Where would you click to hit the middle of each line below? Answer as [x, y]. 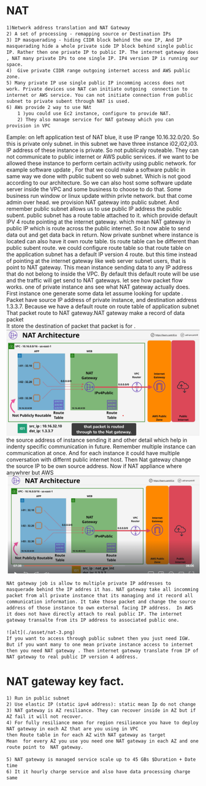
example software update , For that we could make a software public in [96, 170]
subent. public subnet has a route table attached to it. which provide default [102, 215]
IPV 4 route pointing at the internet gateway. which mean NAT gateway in [99, 222]
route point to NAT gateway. [45, 747]
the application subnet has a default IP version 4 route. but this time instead [102, 254]
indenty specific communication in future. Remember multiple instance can [101, 446]
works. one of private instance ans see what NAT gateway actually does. [98, 287]
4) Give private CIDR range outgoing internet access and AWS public [98, 70]
